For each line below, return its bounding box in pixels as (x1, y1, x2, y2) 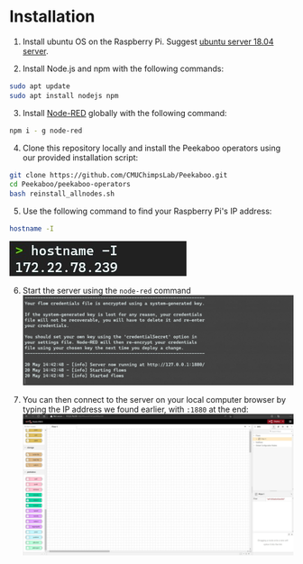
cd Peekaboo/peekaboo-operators (9, 180, 131, 189)
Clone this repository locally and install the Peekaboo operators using (22, 142, 281, 153)
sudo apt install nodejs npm (9, 91, 119, 100)
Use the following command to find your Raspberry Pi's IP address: (22, 205, 272, 217)
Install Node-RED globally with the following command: (22, 107, 227, 118)
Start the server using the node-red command (22, 286, 191, 296)
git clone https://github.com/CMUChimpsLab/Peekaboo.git (9, 170, 228, 179)
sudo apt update (9, 81, 70, 91)
